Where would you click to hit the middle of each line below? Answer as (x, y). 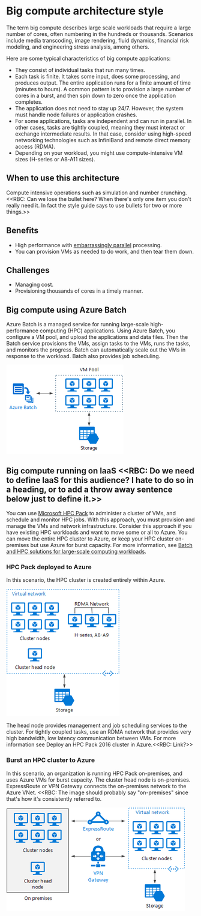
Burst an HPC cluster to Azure (51, 760)
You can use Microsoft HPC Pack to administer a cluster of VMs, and (91, 513)
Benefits (22, 231)
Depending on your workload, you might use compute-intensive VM (99, 153)
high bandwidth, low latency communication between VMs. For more (91, 738)
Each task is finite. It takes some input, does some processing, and (97, 76)
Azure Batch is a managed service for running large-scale (77, 325)
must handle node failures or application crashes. (76, 115)
